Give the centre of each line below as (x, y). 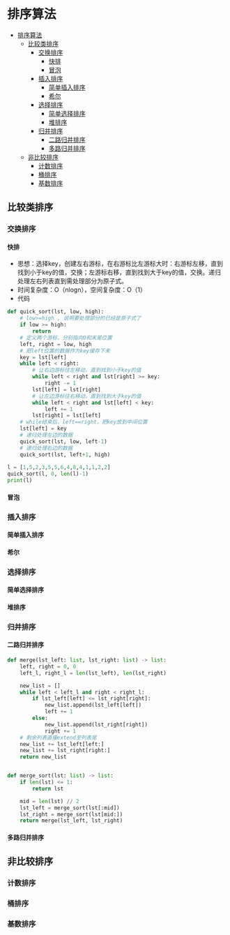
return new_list (44, 757)
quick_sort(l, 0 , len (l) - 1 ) (48, 474)
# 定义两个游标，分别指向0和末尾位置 (66, 338)
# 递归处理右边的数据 (46, 448)
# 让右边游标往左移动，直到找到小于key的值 (87, 371)
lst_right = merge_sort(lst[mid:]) (71, 814)
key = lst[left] (44, 357)
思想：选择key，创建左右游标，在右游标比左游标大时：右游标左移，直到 (120, 264)
